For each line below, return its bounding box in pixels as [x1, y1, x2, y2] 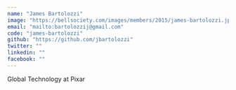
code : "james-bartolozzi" [7, 29, 83, 37]
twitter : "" [7, 43, 42, 50]
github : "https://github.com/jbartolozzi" [7, 36, 133, 43]
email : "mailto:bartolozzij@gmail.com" [7, 23, 124, 30]
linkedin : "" [7, 50, 46, 57]
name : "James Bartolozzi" [7, 10, 83, 17]
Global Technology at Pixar [7, 75, 86, 83]
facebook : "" [7, 56, 46, 63]
